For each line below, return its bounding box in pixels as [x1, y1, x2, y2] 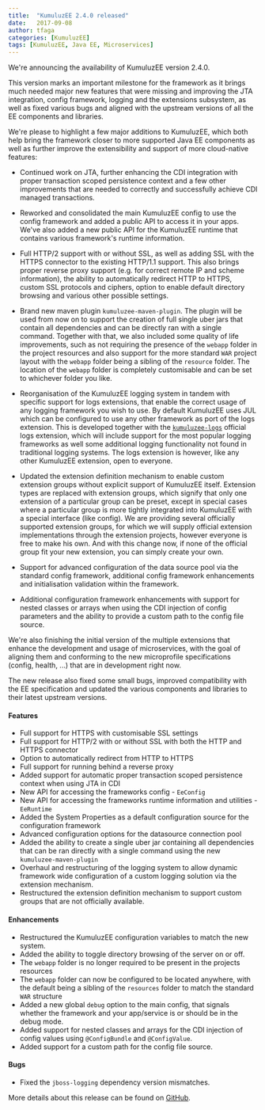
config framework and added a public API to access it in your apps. [19, 217, 240, 226]
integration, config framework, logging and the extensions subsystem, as [8, 95, 247, 105]
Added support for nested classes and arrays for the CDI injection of [19, 1024, 244, 1034]
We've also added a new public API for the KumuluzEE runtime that [19, 225, 238, 234]
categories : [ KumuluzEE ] [8, 33, 90, 42]
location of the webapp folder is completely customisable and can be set [19, 365, 252, 374]
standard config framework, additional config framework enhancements [19, 571, 255, 580]
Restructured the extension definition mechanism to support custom [19, 888, 242, 898]
